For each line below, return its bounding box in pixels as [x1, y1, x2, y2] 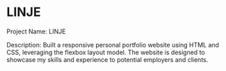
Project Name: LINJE [6, 27, 66, 35]
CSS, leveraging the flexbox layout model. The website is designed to [6, 48, 206, 56]
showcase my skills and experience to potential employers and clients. [6, 55, 209, 63]
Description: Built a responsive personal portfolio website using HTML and [6, 40, 220, 49]
